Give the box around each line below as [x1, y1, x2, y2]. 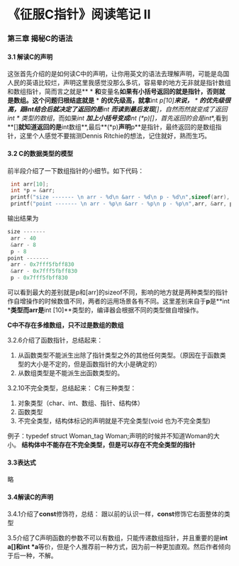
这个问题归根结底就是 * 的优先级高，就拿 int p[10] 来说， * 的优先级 [31, 96, 225, 105]
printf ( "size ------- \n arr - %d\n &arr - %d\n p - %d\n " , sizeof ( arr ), [10, 194, 230, 201]
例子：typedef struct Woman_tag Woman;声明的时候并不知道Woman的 [7, 432, 214, 440]
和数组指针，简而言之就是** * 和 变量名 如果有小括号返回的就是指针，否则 [7, 87, 219, 96]
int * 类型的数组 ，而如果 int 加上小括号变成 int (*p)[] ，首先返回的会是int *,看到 [7, 114, 228, 123]
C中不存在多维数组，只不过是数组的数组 [7, 321, 124, 330]
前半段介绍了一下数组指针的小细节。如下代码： [7, 166, 144, 174]
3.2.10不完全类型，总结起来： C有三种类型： [7, 384, 137, 392]
